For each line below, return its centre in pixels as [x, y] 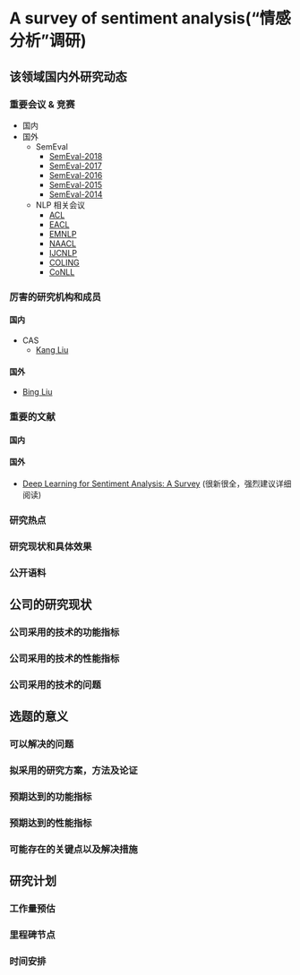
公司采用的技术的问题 [55, 684]
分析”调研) [48, 41]
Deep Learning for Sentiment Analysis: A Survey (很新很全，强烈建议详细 [157, 483]
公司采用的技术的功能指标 [64, 632]
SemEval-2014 [76, 194]
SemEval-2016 [76, 175]
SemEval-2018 [76, 156]
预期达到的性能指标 [51, 823]
